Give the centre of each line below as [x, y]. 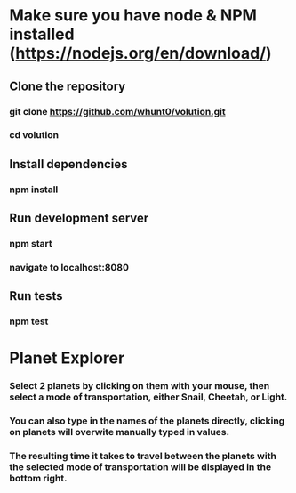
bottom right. [38, 479]
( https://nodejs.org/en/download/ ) [141, 53]
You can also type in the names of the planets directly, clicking [147, 421]
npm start [31, 244]
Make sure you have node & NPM [133, 16]
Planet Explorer [67, 358]
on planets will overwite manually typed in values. [119, 432]
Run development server [79, 218]
